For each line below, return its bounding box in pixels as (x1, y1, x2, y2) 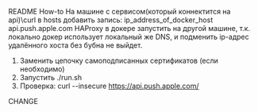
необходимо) (19, 64, 65, 74)
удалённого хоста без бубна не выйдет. (8, 41, 143, 50)
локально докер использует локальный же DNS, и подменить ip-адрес (8, 32, 249, 41)
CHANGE (8, 97, 38, 106)
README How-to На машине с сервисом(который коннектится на (8, 7, 231, 16)
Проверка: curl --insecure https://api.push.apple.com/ (19, 81, 200, 91)
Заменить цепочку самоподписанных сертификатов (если (19, 56, 218, 65)
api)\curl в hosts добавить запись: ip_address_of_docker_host (8, 15, 214, 25)
